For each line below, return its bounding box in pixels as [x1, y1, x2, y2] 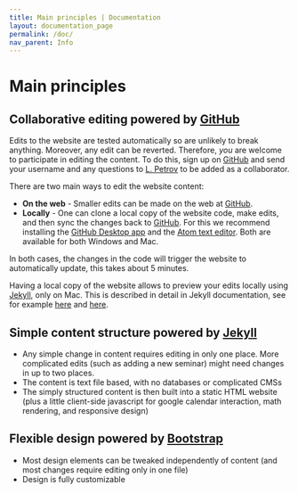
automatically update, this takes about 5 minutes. [9, 263, 189, 274]
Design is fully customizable [21, 473, 126, 484]
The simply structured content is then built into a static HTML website [21, 387, 278, 398]
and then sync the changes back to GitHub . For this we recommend [21, 218, 270, 228]
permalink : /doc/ [9, 29, 74, 38]
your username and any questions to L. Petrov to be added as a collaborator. [9, 164, 290, 175]
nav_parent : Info [9, 37, 74, 47]
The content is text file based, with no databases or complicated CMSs [21, 377, 283, 388]
